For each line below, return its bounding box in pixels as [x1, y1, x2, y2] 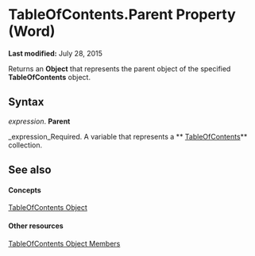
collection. [8, 140, 43, 150]
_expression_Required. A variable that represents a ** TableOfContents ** [8, 132, 248, 141]
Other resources [8, 220, 64, 231]
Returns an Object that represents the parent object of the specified [8, 63, 231, 73]
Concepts [8, 185, 41, 195]
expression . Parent [8, 117, 71, 126]
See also [8, 163, 52, 177]
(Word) [8, 22, 56, 40]
